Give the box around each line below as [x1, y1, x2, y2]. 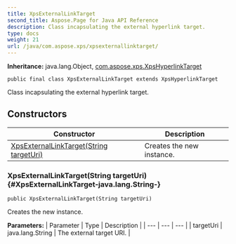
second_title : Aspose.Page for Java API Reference [7, 17, 159, 24]
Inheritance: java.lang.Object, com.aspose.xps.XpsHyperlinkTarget [7, 62, 202, 70]
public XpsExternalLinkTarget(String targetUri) [7, 196, 152, 203]
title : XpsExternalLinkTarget [7, 10, 96, 18]
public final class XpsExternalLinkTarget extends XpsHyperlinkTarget [7, 76, 218, 83]
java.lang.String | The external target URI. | [7, 229, 131, 237]
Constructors [7, 108, 67, 120]
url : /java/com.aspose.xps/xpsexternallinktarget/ [7, 43, 159, 50]
